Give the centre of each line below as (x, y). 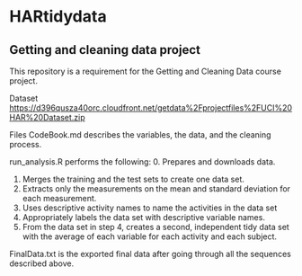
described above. (42, 263)
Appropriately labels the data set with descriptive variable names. (143, 217)
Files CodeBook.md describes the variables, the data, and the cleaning (140, 135)
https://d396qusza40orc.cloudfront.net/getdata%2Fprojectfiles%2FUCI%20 (151, 108)
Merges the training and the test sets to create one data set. (133, 179)
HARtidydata (58, 17)
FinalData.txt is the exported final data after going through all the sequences (151, 254)
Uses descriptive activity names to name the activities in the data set (150, 208)
